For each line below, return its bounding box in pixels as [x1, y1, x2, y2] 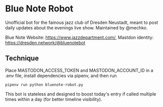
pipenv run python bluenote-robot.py [5, 82, 83, 87]
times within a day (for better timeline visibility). [5, 96, 102, 102]
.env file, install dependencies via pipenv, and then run [5, 73, 117, 79]
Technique [5, 54, 39, 63]
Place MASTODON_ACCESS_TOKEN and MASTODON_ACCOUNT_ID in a [5, 67, 154, 73]
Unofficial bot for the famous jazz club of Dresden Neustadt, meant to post [5, 19, 158, 25]
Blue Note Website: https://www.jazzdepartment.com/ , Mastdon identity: [5, 34, 154, 40]
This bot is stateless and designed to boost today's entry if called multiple [5, 91, 157, 97]
